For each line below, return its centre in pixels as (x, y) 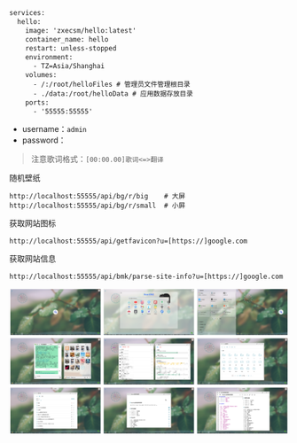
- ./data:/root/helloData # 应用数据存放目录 (113, 94)
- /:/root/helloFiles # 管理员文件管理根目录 (111, 84)
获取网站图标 (32, 223)
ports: (37, 103)
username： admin (54, 129)
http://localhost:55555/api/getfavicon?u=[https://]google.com (129, 241)
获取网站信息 (32, 259)
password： (44, 140)
